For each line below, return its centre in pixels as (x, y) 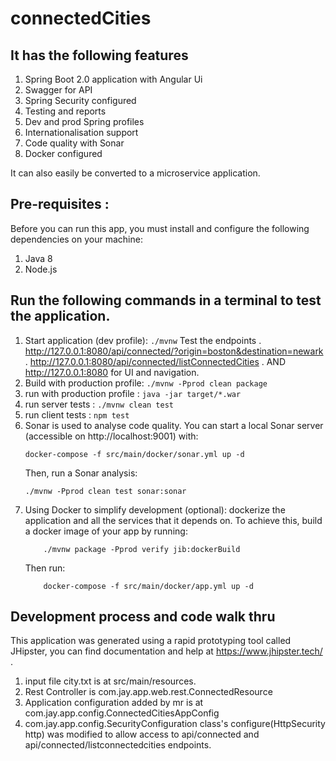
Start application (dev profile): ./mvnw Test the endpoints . (143, 340)
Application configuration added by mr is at (114, 703)
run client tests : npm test (77, 414)
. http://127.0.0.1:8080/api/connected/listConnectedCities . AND (155, 361)
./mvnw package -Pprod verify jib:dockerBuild (142, 549)
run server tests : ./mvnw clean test (99, 404)
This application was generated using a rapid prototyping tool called (151, 641)
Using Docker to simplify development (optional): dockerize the (155, 509)
